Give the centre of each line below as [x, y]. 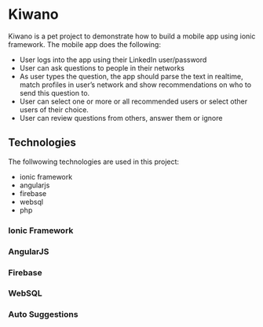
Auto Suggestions [43, 314]
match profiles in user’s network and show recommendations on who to [135, 85]
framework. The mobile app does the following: [84, 44]
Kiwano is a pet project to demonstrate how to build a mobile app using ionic [132, 36]
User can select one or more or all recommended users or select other [133, 101]
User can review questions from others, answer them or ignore [121, 118]
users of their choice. [54, 109]
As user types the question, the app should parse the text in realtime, [131, 76]
